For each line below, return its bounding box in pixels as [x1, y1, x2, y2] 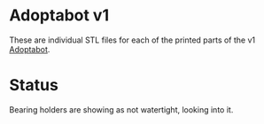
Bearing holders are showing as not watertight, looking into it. [9, 104, 234, 115]
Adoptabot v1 [9, 5, 109, 26]
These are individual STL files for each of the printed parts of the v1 [9, 35, 255, 45]
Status [9, 75, 59, 96]
